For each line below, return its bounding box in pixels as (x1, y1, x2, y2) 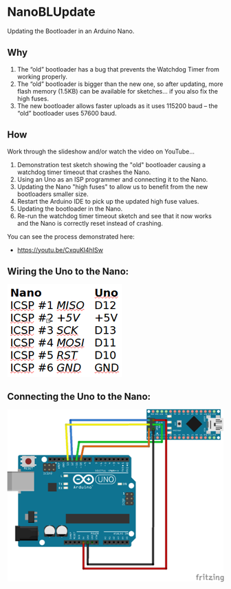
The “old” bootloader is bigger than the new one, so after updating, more (16, 80, 223, 88)
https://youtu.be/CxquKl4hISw (16, 246, 103, 254)
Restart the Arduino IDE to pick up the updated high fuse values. (16, 197, 199, 205)
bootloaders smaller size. (16, 190, 89, 198)
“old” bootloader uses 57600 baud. (16, 109, 117, 117)
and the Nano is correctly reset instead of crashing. (16, 219, 164, 227)
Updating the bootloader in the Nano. (16, 204, 123, 213)
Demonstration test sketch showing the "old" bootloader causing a (16, 160, 206, 169)
